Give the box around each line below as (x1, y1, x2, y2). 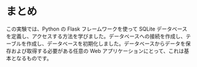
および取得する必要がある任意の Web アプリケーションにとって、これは (11, 47, 184, 54)
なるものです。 (16, 55, 52, 62)
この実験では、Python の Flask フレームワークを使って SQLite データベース (6, 25, 188, 32)
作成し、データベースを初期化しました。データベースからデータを (26, 40, 186, 47)
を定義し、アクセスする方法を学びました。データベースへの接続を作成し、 (6, 32, 186, 39)
